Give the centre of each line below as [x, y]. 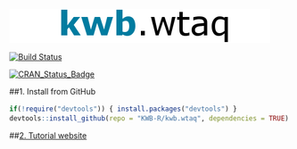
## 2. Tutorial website [48, 135]
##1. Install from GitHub [53, 91]
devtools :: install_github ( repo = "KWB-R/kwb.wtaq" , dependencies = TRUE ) [149, 118]
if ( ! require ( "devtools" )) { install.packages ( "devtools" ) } [124, 109]
